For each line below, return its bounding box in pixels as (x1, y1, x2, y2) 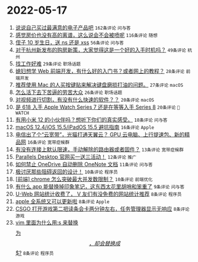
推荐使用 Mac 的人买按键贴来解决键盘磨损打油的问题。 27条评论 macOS (15, 81, 183, 88)
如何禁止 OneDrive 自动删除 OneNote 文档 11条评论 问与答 (15, 160, 153, 168)
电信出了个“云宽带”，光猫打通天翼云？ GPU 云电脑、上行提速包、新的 (15, 131, 185, 138)
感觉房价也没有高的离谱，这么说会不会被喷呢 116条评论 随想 (15, 31, 158, 39)
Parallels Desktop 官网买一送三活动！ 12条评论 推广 (15, 153, 137, 160)
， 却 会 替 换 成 (88, 239, 120, 247)
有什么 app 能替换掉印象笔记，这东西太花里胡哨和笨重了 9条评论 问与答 (15, 182, 185, 190)
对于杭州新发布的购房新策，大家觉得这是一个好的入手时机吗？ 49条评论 (15, 46, 186, 53)
